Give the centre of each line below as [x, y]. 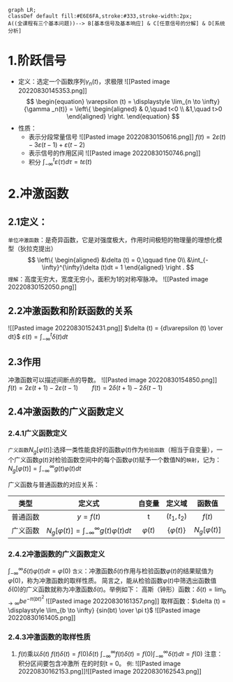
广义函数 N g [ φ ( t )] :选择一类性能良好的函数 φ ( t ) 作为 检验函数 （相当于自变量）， [112, 450]
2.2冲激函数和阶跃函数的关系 [70, 311]
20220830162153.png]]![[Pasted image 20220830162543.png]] [110, 672]
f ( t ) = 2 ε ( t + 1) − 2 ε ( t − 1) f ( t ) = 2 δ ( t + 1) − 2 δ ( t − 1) [85, 388]
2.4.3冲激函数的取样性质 [50, 637]
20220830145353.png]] [53, 90]
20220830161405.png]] [42, 617]
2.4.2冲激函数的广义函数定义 [57, 554]
